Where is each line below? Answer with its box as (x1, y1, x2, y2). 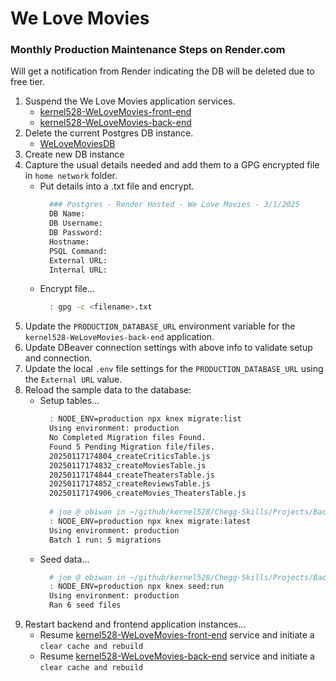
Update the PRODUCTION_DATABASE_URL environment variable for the (24, 320, 296, 332)
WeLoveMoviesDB (39, 138, 116, 150)
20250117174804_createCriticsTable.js (48, 451, 211, 461)
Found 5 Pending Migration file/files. (48, 442, 215, 452)
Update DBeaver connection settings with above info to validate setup (24, 342, 313, 354)
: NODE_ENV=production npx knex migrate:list (48, 414, 242, 424)
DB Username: (48, 218, 103, 229)
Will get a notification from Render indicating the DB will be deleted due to (10, 65, 315, 77)
